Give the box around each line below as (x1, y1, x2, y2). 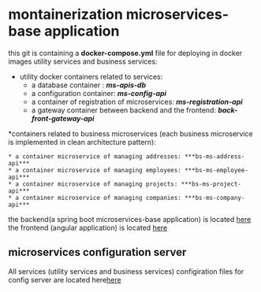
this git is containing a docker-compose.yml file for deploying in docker (8, 48, 243, 57)
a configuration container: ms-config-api (31, 88, 167, 98)
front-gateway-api (31, 113, 95, 123)
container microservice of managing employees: (22, 166, 181, 174)
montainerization (8, 6, 124, 24)
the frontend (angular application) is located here (8, 223, 168, 232)
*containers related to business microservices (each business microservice (8, 128, 254, 139)
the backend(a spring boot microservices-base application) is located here (8, 214, 252, 224)
